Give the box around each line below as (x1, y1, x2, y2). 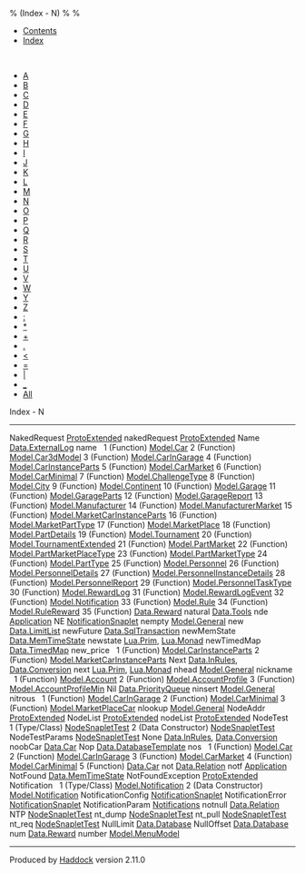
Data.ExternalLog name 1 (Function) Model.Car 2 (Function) (9, 442, 236, 452)
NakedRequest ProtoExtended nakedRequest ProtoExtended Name (9, 432, 261, 443)
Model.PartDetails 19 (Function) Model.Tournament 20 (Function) (9, 529, 252, 540)
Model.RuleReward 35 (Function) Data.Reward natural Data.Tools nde (9, 606, 269, 617)
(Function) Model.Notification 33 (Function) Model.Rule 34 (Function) (9, 597, 269, 607)
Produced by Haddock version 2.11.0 (9, 854, 146, 865)
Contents (22, 25, 57, 35)
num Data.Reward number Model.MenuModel (9, 829, 180, 839)
